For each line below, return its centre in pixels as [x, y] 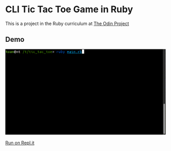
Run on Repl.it [20, 143]
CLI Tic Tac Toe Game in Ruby [69, 9]
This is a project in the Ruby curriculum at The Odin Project [67, 23]
